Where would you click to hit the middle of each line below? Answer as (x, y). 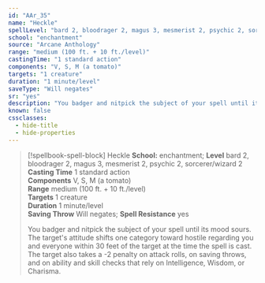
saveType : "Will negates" (50, 89)
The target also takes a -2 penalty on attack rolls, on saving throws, (137, 254)
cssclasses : (28, 118)
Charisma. (44, 271)
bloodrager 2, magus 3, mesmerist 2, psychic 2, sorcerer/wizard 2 (135, 163)
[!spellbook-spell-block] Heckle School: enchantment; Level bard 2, (138, 155)
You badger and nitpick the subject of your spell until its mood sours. (139, 229)
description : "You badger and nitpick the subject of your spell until (128, 103)
